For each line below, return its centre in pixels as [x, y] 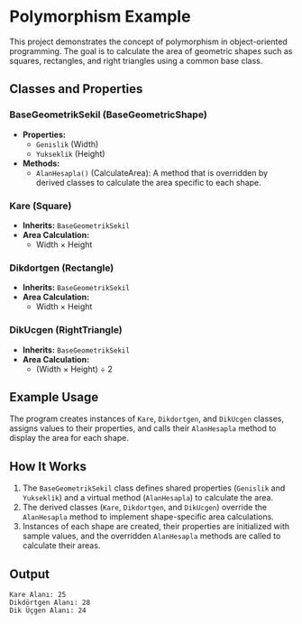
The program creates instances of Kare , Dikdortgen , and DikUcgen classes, [146, 419]
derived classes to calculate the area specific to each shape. [148, 182]
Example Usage [54, 397]
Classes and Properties [76, 89]
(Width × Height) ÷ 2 [74, 369]
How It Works [48, 466]
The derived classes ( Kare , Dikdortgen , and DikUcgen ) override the [145, 508]
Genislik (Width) [67, 144]
